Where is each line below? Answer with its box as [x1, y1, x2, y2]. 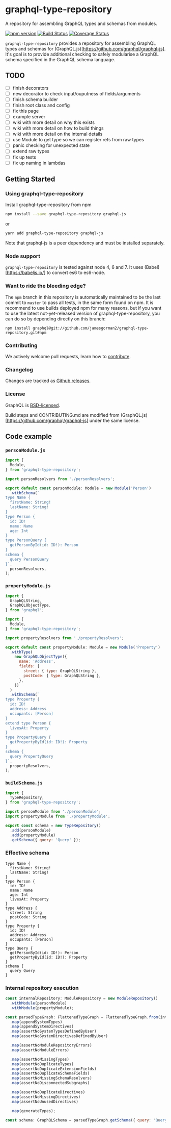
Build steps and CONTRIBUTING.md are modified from [5, 412, 120, 418]
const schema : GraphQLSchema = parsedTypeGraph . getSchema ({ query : [5, 1117, 152, 1123]
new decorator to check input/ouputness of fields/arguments [12, 90, 141, 96]
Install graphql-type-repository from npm [5, 202, 92, 208]
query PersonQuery [10, 557, 49, 562]
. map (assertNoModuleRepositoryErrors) [10, 1043, 93, 1048]
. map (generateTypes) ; [10, 1108, 56, 1113]
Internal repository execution [5, 984, 79, 991]
